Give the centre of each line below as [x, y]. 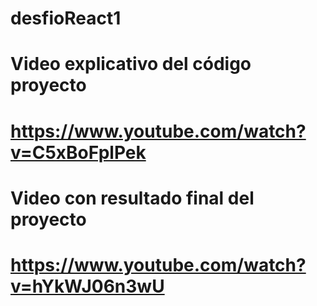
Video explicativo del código [131, 64]
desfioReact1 [66, 18]
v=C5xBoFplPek [78, 152]
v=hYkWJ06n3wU [87, 286]
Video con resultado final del [132, 198]
